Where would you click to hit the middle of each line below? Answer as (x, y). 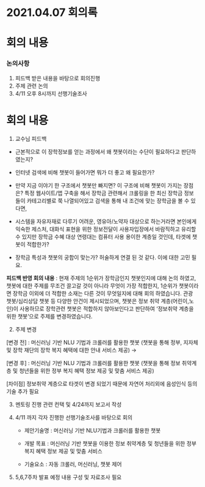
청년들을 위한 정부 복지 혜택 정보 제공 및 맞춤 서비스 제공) (87, 371)
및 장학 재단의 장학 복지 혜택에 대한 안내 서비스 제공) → (72, 350)
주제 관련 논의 (31, 86)
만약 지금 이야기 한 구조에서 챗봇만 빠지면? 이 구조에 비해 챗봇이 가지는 (99, 185)
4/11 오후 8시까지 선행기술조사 (51, 93)
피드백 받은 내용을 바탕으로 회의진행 (58, 78)
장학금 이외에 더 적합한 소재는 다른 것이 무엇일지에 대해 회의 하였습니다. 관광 (103, 293)
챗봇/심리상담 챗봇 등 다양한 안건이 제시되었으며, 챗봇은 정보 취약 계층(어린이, (98, 301)
